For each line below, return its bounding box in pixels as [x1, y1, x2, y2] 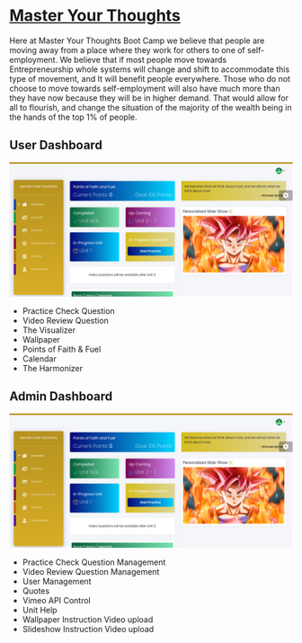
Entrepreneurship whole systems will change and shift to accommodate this [9, 64, 290, 75]
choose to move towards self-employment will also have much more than [9, 83, 280, 94]
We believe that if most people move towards [59, 54, 227, 65]
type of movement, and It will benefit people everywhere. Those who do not [9, 73, 290, 84]
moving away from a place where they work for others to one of [9, 44, 245, 55]
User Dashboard [9, 138, 103, 153]
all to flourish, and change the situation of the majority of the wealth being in [9, 102, 292, 112]
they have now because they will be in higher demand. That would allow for [9, 92, 289, 103]
